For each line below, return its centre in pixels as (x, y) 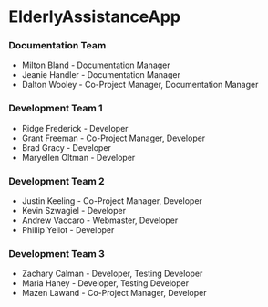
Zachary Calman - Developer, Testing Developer (112, 274)
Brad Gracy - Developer (66, 147)
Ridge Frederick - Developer (75, 128)
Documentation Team (57, 46)
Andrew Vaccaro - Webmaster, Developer (100, 220)
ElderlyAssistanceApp (95, 17)
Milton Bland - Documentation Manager (96, 65)
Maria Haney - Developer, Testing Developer (105, 283)
